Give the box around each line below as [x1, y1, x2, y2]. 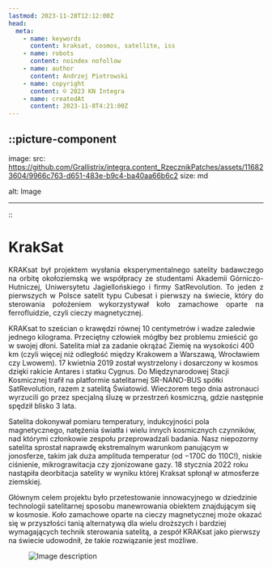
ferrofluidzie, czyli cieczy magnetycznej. [8, 308, 143, 317]
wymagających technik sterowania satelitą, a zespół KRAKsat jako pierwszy [8, 527, 261, 537]
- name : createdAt [23, 95, 85, 103]
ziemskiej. [8, 477, 42, 486]
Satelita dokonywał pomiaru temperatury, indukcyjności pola [8, 416, 210, 426]
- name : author [23, 65, 74, 73]
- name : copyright [23, 79, 85, 87]
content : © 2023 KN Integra [29, 87, 125, 96]
